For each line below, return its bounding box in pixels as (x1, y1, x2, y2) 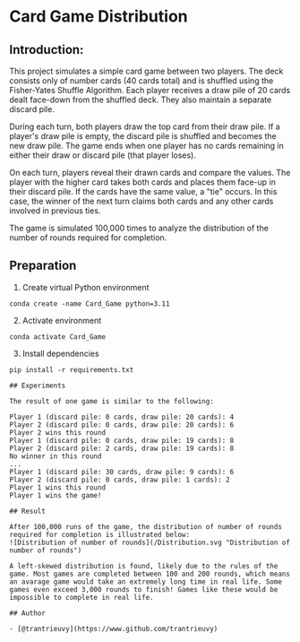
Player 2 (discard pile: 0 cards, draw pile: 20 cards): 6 (9, 420, 235, 429)
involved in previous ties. (9, 205, 101, 216)
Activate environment (21, 315, 102, 325)
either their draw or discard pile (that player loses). (9, 150, 197, 160)
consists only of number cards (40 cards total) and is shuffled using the (9, 75, 274, 86)
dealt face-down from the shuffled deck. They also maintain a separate (9, 94, 272, 105)
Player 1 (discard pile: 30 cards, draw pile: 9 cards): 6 (9, 467, 235, 476)
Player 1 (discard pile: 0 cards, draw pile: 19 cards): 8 (9, 436, 235, 445)
